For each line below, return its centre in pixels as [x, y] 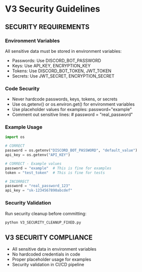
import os [15, 137]
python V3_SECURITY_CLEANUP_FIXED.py [43, 222]
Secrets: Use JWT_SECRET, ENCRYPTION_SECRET [63, 76]
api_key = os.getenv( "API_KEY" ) [38, 155]
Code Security [22, 88]
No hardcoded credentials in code [46, 254]
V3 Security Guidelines [53, 9]
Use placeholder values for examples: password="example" [72, 110]
